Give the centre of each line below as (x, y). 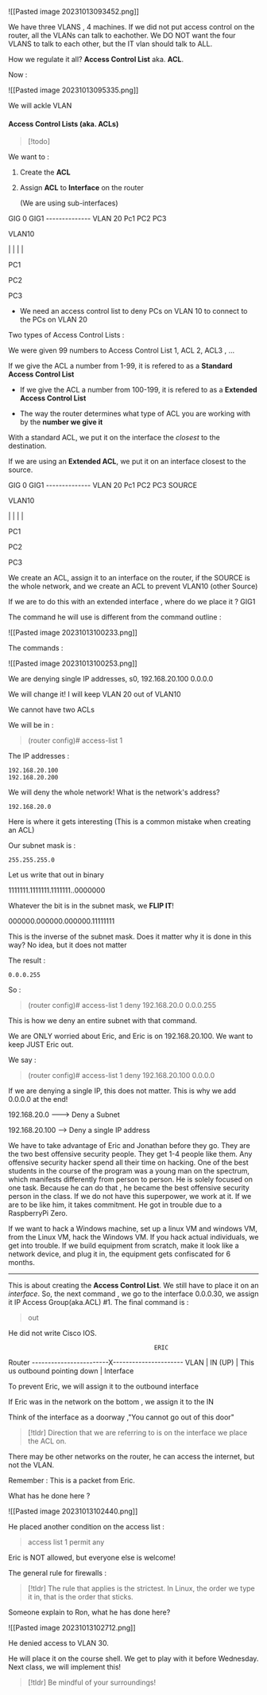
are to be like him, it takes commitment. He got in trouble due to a (115, 1205)
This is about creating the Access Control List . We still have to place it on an (133, 1286)
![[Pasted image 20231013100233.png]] (73, 633)
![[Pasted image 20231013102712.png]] (72, 1628)
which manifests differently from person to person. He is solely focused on (130, 1179)
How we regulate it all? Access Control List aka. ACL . (96, 59)
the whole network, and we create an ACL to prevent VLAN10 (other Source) (133, 586)
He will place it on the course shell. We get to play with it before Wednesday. (133, 1658)
